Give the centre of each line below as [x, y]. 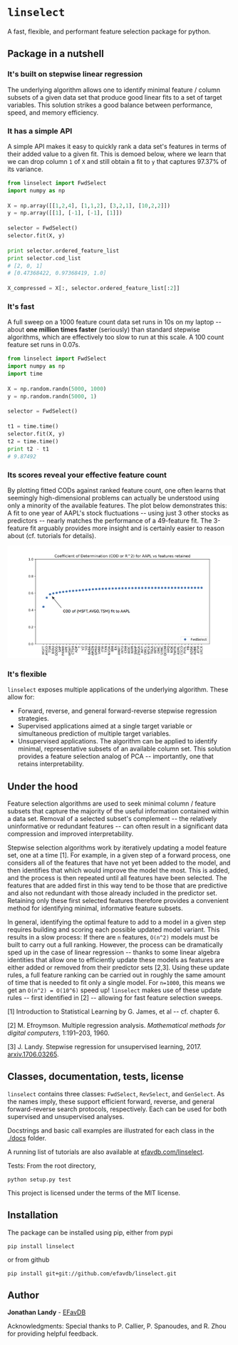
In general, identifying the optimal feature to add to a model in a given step [117, 922]
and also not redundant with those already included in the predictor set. [112, 893]
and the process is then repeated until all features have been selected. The [117, 878]
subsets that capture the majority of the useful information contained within [118, 811]
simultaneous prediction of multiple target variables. [94, 733]
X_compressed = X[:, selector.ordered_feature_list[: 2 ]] [94, 289]
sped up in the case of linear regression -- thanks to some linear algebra [114, 952]
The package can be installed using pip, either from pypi [90, 1232]
